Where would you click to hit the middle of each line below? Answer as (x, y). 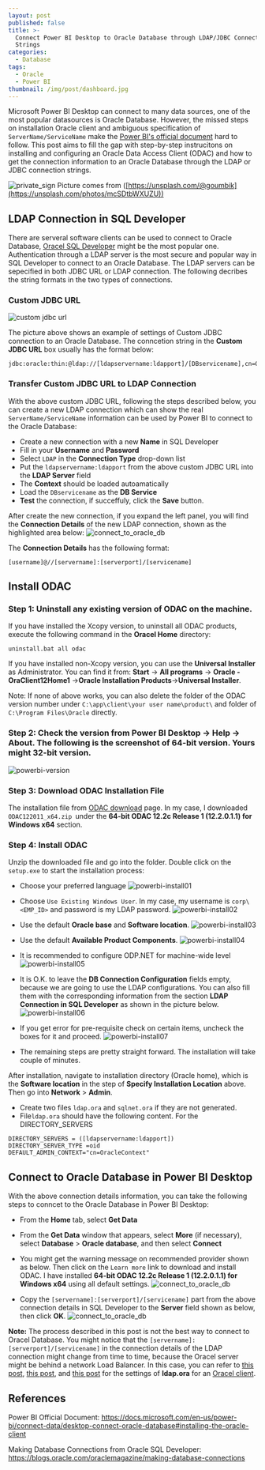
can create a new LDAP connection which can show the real (106, 409)
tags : (17, 67)
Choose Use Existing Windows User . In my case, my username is (125, 901)
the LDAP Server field (55, 475)
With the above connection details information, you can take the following (128, 1196)
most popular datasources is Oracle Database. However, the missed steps (128, 120)
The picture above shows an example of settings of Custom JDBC (115, 333)
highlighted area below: (47, 532)
